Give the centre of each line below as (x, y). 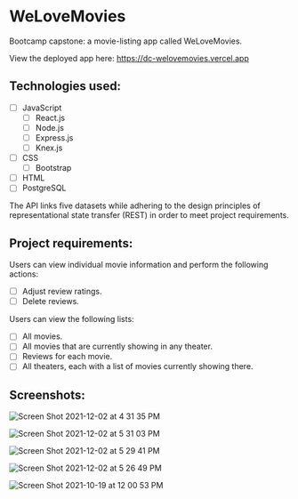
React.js (50, 117)
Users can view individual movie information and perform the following (139, 265)
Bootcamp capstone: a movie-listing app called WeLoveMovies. (126, 41)
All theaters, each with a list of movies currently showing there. (137, 366)
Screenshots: (48, 394)
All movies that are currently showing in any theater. (117, 346)
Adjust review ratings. (62, 292)
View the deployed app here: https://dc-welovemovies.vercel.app (129, 58)
